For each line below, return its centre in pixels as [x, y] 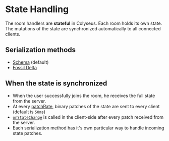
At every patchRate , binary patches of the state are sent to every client [86, 106]
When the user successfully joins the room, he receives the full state [84, 96]
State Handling [37, 9]
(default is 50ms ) [29, 112]
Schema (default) [31, 62]
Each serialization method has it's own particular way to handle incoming [88, 128]
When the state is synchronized [56, 84]
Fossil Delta [24, 67]
